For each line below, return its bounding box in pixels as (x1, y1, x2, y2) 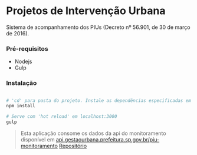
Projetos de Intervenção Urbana (6, 4, 166, 18)
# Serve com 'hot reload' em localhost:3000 (6, 114, 117, 120)
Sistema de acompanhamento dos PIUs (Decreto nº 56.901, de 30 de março (6, 24, 191, 31)
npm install (6, 103, 35, 109)
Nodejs (14, 58, 32, 65)
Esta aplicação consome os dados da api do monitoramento (20, 130, 166, 137)
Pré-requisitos (6, 44, 48, 52)
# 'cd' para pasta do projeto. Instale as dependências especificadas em (6, 97, 192, 104)
